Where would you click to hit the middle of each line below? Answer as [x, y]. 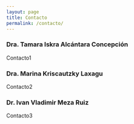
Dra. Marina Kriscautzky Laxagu [55, 74]
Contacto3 [19, 115]
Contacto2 [19, 86]
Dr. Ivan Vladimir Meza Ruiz [48, 102]
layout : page [23, 12]
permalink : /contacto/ [35, 23]
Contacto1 [19, 58]
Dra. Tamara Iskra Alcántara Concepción [67, 44]
